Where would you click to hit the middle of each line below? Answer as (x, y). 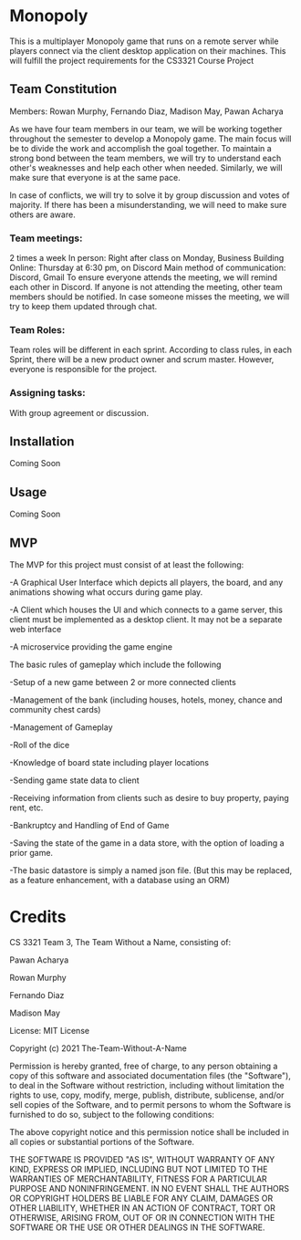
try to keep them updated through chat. (83, 307)
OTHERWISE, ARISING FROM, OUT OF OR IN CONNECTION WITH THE (142, 1218)
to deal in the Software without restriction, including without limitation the (147, 1086)
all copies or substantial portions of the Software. (102, 1142)
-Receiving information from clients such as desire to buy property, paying (149, 798)
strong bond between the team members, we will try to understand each (145, 158)
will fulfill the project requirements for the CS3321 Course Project (132, 60)
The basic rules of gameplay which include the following (115, 665)
